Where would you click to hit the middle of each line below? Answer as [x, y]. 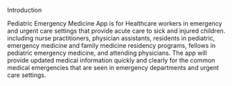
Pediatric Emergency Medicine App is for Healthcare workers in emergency [115, 23]
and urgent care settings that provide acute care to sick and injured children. [116, 31]
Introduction [25, 10]
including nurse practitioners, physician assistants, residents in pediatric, [111, 38]
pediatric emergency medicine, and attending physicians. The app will [107, 53]
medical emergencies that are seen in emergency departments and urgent [113, 68]
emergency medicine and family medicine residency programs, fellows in [111, 45]
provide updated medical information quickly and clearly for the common [111, 60]
